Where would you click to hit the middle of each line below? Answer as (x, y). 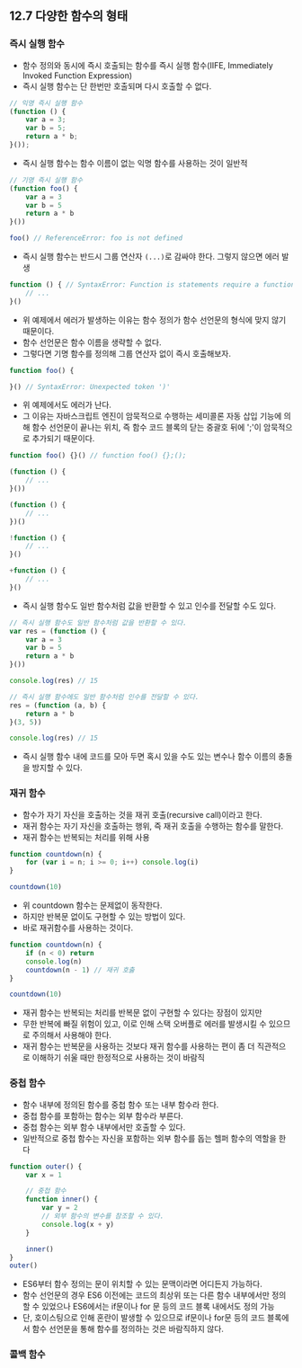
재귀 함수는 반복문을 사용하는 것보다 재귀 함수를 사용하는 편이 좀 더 (138, 1046)
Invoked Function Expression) (77, 76)
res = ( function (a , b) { (58, 705)
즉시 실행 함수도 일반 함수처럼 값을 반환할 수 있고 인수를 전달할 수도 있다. (149, 606)
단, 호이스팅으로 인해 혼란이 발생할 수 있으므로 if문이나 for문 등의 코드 (143, 1318)
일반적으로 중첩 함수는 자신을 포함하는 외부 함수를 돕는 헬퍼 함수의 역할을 (149, 1138)
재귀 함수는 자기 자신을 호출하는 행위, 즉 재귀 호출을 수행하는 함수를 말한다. (153, 826)
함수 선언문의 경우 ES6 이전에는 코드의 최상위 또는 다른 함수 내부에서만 (146, 1295)
